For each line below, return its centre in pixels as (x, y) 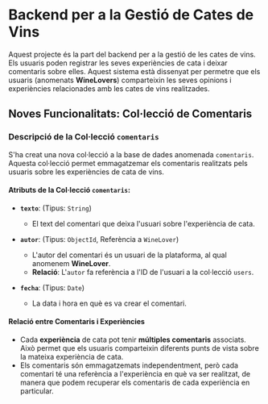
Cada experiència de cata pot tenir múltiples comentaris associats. (133, 339)
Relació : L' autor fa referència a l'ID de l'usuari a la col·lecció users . (143, 272)
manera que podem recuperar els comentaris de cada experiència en (135, 383)
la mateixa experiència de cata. (72, 357)
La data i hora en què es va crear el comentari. (109, 303)
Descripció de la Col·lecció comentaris (84, 137)
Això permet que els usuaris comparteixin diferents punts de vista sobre (139, 348)
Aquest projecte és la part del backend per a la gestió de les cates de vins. (132, 54)
